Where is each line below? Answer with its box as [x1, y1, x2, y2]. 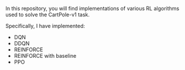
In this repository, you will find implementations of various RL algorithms [5, 5, 180, 12]
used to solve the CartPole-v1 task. [5, 11, 90, 18]
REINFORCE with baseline [13, 52, 77, 59]
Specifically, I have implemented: [5, 23, 85, 29]
